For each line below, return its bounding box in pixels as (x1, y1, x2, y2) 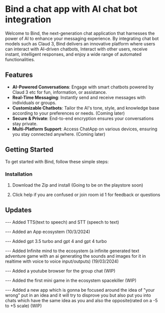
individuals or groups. (12, 100, 57, 106)
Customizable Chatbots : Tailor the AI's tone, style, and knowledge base (12, 105, 160, 111)
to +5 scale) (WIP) (5, 303, 42, 309)
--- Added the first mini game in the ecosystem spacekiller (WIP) (5, 277, 137, 283)
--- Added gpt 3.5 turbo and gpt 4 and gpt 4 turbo (5, 238, 107, 244)
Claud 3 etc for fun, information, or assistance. (12, 89, 107, 95)
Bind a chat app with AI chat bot (5, 3, 138, 15)
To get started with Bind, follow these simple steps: (5, 158, 109, 164)
